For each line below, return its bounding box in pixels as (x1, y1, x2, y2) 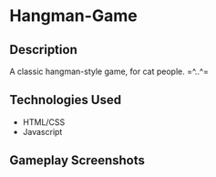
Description (9, 42, 77, 57)
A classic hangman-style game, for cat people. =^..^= (9, 66, 210, 77)
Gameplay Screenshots (9, 152, 146, 169)
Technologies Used (9, 92, 121, 108)
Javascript (22, 126, 63, 137)
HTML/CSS (22, 116, 66, 128)
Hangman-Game (9, 5, 139, 26)
